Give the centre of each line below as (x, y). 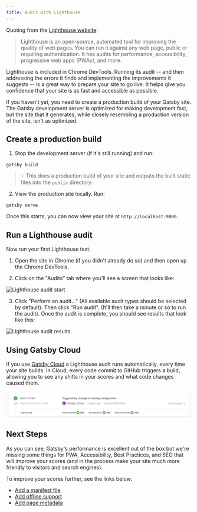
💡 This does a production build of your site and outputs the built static (105, 176)
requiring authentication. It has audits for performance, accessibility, (104, 54)
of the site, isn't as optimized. (42, 120)
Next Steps (27, 434)
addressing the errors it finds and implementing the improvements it (88, 78)
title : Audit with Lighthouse (43, 12)
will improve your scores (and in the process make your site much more (93, 461)
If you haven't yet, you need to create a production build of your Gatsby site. (99, 102)
